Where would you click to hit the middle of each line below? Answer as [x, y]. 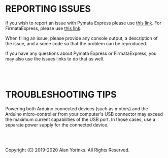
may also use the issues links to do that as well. [55, 58]
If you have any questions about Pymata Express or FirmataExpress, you [81, 53]
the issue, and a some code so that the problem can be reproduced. [76, 43]
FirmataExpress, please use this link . [44, 28]
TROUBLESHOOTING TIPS [61, 95]
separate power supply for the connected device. [57, 124]
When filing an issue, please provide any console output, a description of [82, 38]
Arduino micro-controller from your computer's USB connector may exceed [84, 114]
